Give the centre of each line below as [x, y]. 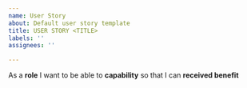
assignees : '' [32, 46]
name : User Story [37, 16]
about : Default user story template [69, 23]
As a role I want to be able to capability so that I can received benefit [124, 75]
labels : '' [26, 38]
